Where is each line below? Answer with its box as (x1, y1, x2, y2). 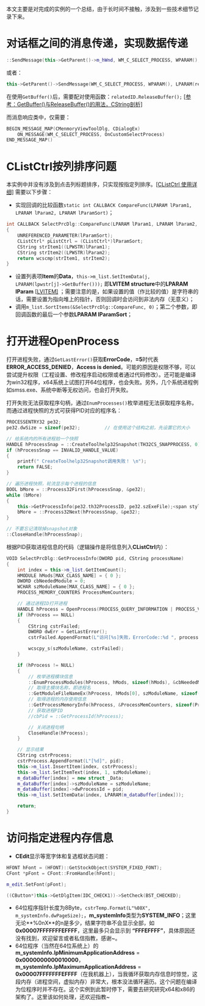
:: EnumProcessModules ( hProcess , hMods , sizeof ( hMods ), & (28, 679, 176, 685)
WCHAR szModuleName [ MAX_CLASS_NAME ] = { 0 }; (17, 584, 135, 590)
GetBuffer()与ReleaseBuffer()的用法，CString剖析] (16, 100, 143, 108)
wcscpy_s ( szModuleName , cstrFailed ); (28, 645, 124, 652)
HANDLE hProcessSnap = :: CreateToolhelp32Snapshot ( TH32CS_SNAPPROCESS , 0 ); (6, 441, 203, 447)
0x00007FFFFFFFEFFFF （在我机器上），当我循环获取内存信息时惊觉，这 (15, 971, 198, 978)
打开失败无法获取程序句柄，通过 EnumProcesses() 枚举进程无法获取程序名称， (6, 399, 197, 407)
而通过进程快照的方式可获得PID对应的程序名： (6, 407, 122, 414)
